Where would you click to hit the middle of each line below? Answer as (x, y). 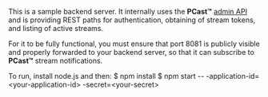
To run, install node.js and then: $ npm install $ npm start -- (106, 76)
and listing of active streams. (56, 28)
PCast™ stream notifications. (56, 60)
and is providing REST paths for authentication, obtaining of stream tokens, (132, 20)
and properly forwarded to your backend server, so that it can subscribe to (131, 52)
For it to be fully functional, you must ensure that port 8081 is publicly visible (134, 44)
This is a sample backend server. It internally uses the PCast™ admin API (128, 12)
